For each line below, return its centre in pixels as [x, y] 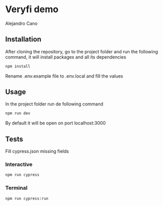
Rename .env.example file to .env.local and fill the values [64, 76]
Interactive [19, 164]
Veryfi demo [32, 9]
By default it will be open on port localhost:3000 [55, 123]
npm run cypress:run [27, 198]
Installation [23, 39]
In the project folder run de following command [54, 104]
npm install [18, 66]
